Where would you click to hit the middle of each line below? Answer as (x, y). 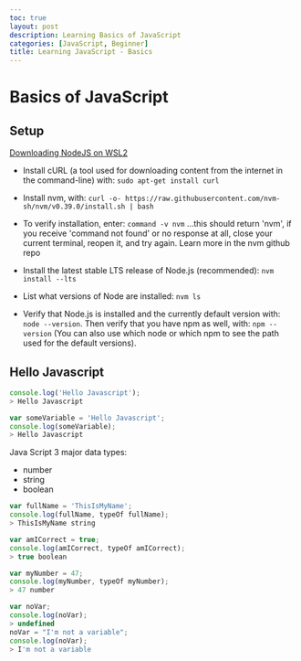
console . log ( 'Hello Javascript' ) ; (75, 393)
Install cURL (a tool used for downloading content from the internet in (153, 171)
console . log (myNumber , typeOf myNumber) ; (89, 581)
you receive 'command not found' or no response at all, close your (147, 233)
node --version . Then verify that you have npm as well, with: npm (144, 324)
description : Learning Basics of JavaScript (95, 35)
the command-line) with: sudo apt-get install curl (121, 180)
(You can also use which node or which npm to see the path (166, 334)
